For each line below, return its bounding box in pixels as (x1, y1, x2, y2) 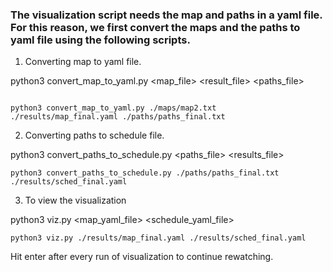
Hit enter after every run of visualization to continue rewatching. (10, 251, 274, 263)
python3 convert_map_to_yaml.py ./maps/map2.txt (10, 103, 217, 113)
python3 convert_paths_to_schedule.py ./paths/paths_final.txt (10, 168, 280, 178)
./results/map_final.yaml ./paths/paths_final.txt (10, 112, 226, 122)
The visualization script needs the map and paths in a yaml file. (10, 8, 323, 22)
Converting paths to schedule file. (24, 129, 165, 142)
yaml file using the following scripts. (10, 33, 191, 47)
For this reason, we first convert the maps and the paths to (10, 20, 301, 34)
